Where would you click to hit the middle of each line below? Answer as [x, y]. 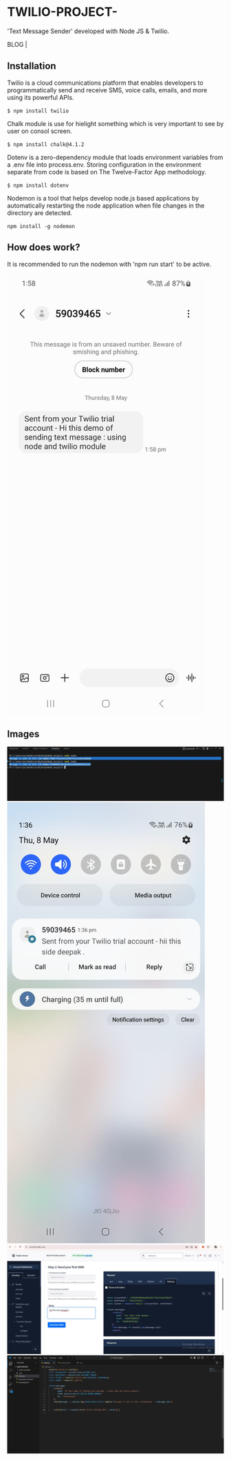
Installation [32, 66]
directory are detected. [40, 213]
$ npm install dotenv [38, 185]
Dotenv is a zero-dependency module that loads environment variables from [115, 157]
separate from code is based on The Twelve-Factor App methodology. [107, 172]
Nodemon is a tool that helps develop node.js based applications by [103, 198]
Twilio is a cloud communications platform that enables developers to [106, 83]
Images [23, 734]
